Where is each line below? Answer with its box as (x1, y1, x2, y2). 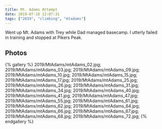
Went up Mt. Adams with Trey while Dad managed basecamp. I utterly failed (5, 30, 158, 36)
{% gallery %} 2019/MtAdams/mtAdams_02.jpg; (5, 62, 101, 68)
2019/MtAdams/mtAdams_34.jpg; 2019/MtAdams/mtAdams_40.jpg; (5, 88, 140, 93)
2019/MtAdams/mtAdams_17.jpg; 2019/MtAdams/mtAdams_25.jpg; (5, 77, 138, 83)
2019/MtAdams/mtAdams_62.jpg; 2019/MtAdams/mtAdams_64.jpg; (5, 103, 140, 109)
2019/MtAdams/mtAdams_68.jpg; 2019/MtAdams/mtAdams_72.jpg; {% (5, 113, 147, 119)
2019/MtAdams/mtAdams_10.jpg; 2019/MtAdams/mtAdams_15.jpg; (5, 72, 138, 78)
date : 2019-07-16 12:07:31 (5, 12, 60, 17)
